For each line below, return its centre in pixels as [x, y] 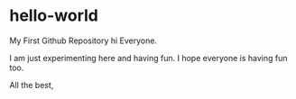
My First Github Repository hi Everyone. [83, 40]
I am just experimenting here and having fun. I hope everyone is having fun [148, 58]
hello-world [54, 16]
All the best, [32, 85]
